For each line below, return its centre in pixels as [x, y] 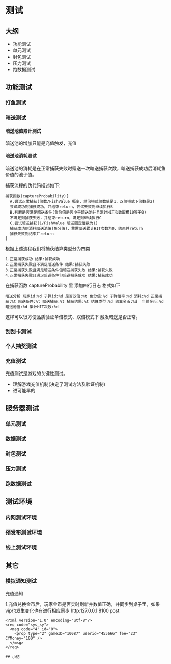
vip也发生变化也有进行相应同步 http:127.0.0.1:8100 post [62, 610]
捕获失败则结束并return [32, 234]
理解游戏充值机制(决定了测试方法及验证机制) [59, 384]
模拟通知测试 [21, 581]
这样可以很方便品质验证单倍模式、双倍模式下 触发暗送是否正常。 [73, 317]
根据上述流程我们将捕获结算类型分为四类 [48, 248]
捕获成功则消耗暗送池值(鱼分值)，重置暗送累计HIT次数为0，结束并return [77, 228]
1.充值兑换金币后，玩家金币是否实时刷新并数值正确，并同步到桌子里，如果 [83, 604]
